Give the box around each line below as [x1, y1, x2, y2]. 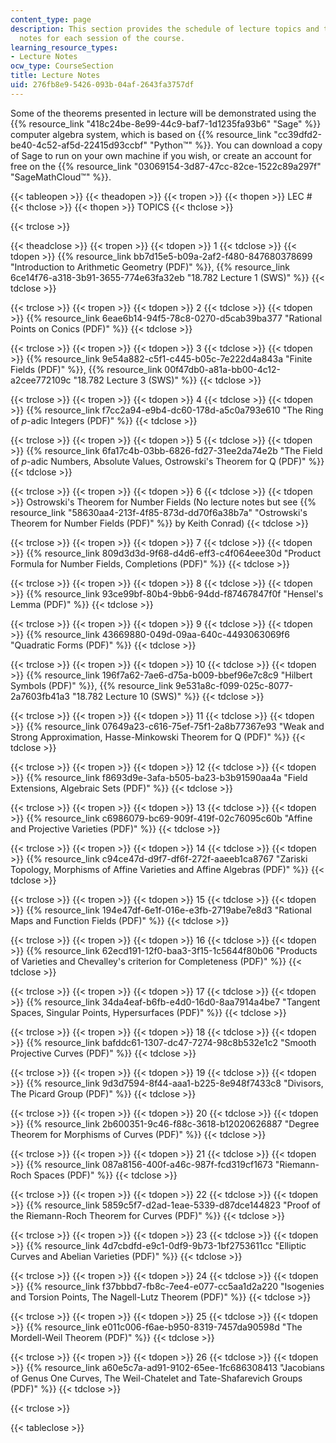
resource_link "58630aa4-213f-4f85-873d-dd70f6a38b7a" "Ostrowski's [10, 506, 308, 518]
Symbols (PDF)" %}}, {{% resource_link [10, 679, 174, 691]
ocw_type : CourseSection [10, 61, 114, 71]
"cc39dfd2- [273, 128, 322, 140]
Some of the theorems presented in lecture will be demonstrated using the [10, 107, 317, 119]
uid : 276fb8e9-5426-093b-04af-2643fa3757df [10, 80, 195, 90]
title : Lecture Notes [10, 71, 101, 81]
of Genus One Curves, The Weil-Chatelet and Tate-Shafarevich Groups [10, 1372, 303, 1384]
